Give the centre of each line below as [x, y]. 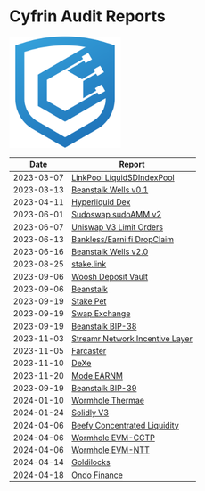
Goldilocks [90, 462]
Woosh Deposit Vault [110, 276]
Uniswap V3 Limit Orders [117, 227]
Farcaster [89, 351]
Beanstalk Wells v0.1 [110, 190]
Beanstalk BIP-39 [104, 388]
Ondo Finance [97, 475]
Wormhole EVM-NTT [110, 450]
